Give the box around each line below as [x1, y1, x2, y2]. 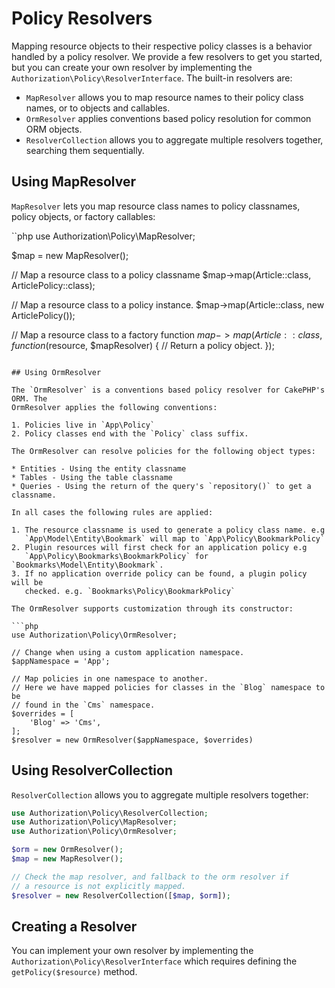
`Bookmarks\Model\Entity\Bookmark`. [11, 560, 164, 570]
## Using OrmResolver [11, 367, 102, 377]
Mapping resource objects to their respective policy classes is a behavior [11, 40, 313, 52]
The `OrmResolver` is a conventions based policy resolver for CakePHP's [11, 385, 326, 395]
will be [11, 577, 44, 587]
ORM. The [11, 393, 48, 404]
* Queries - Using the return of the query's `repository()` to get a [11, 481, 312, 491]
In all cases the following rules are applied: [11, 507, 214, 517]
